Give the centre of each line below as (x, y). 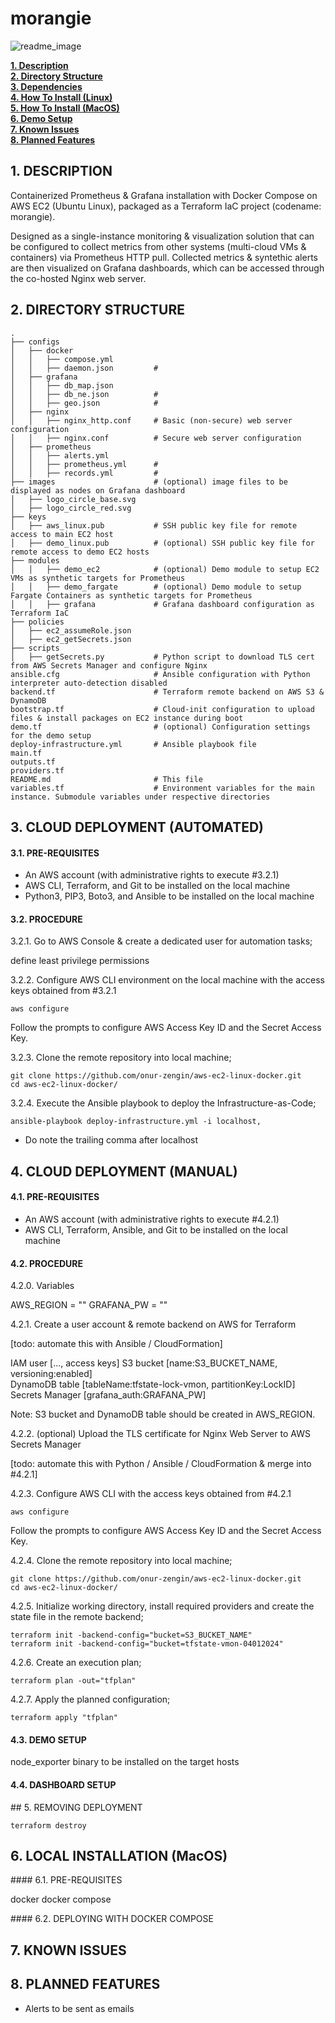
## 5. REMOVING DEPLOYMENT (76, 1807)
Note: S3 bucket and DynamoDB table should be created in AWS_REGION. (163, 1414)
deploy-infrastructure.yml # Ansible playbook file (133, 744)
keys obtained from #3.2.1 (63, 991)
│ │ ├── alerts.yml (60, 455)
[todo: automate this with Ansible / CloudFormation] (116, 1344)
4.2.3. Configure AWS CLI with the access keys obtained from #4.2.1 (151, 1494)
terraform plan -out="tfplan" (73, 1681)
